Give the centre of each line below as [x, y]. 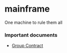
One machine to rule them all [33, 22]
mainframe [27, 9]
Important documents [31, 35]
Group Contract [27, 46]
